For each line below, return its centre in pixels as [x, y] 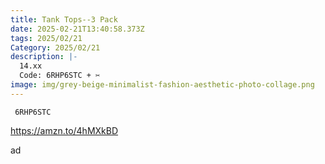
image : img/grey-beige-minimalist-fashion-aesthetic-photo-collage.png [162, 85]
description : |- [44, 57]
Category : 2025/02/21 [55, 47]
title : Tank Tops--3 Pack [64, 19]
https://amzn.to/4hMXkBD [64, 130]
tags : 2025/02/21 [46, 38]
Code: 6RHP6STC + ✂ [60, 76]
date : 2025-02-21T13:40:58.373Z [77, 29]
